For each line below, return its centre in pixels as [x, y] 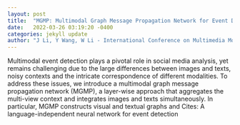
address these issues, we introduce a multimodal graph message [103, 84]
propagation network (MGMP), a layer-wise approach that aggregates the [116, 91]
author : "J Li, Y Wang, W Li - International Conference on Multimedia [116, 41]
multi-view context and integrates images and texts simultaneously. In [110, 99]
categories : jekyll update [47, 34]
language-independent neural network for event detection [93, 114]
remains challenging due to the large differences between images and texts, [119, 69]
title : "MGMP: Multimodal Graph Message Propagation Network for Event [118, 21]
